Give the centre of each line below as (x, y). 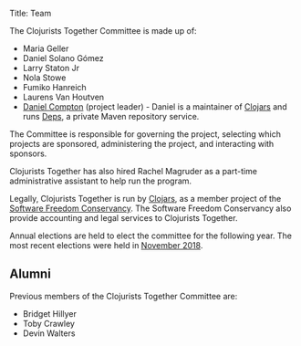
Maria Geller (46, 48)
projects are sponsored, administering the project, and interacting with (142, 144)
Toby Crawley (49, 323)
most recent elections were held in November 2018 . (106, 245)
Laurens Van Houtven (63, 97)
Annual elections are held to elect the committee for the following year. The (150, 236)
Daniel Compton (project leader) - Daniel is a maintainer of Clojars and (155, 107)
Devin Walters (49, 333)
